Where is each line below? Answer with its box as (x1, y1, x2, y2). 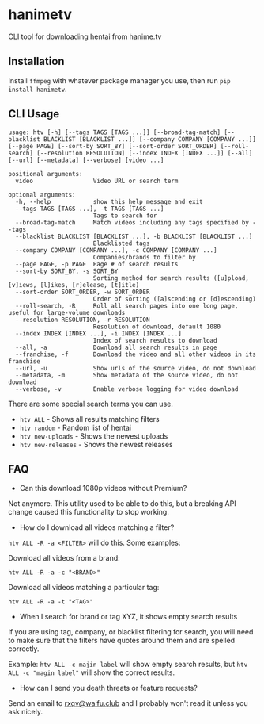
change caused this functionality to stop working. (8, 508, 170, 517)
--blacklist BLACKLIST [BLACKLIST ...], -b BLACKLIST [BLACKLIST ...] (15, 232, 253, 240)
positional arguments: (8, 170, 83, 178)
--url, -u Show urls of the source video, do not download (15, 364, 257, 372)
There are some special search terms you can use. (8, 399, 174, 408)
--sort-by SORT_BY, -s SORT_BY (15, 267, 119, 275)
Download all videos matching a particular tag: (8, 583, 160, 592)
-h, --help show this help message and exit (15, 197, 203, 205)
